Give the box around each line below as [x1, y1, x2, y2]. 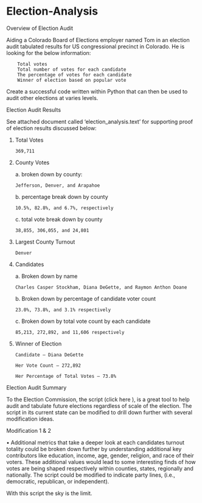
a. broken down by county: [15, 170, 83, 178]
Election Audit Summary [6, 383, 67, 391]
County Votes [15, 159, 50, 166]
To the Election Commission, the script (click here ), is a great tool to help [6, 396, 190, 403]
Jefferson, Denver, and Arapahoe [15, 182, 100, 189]
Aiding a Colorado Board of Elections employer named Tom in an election [6, 36, 190, 43]
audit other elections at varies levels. [6, 94, 99, 101]
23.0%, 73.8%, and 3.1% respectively [15, 306, 111, 313]
